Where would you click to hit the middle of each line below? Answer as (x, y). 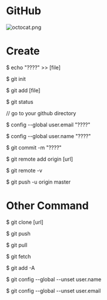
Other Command (48, 206)
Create (23, 51)
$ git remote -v (24, 170)
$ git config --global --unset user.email (53, 291)
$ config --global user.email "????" (48, 125)
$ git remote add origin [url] (40, 159)
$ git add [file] (23, 90)
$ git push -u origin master (39, 182)
